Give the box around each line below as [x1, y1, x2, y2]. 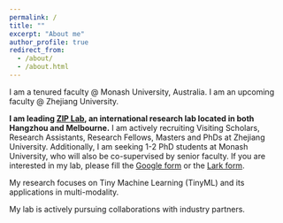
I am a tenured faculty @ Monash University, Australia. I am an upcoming [9, 86, 275, 97]
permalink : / [9, 12, 57, 22]
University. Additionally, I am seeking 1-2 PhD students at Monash [9, 141, 249, 151]
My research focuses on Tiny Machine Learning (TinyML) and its [9, 177, 245, 188]
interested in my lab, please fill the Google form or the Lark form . [9, 160, 245, 171]
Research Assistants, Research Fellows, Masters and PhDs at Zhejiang [9, 132, 265, 142]
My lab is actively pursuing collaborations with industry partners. [9, 204, 246, 214]
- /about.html [17, 63, 69, 72]
